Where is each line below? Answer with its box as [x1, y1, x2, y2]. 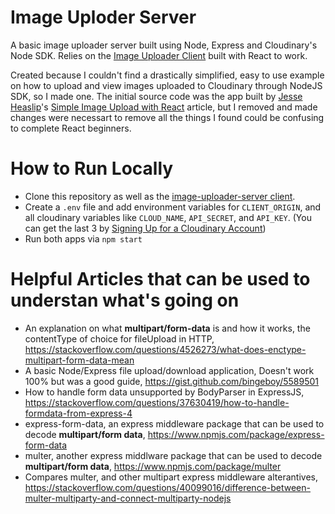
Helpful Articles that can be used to [10, 268, 311, 291]
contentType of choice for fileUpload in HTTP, [24, 332, 215, 345]
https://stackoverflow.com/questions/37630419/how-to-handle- [24, 396, 290, 408]
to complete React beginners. [10, 122, 132, 134]
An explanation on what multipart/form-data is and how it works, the [24, 322, 311, 334]
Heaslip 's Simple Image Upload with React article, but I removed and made [10, 101, 318, 113]
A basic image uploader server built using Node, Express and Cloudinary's [10, 39, 318, 51]
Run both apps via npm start [24, 232, 143, 245]
